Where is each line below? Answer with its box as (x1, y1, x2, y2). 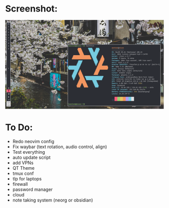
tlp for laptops (12, 175, 42, 181)
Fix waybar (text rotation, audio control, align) (12, 144, 107, 150)
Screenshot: (5, 3, 58, 15)
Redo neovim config (12, 138, 54, 144)
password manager (12, 186, 53, 192)
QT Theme (12, 165, 35, 171)
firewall (12, 181, 28, 187)
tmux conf (12, 170, 34, 176)
